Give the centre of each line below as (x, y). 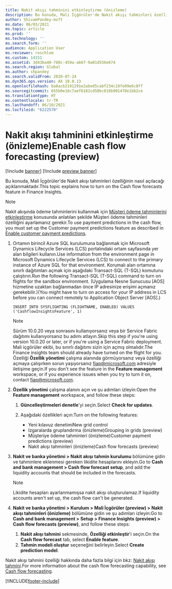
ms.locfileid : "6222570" (32, 110)
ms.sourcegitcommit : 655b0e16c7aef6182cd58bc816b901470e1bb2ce (74, 91)
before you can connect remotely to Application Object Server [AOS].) (87, 298)
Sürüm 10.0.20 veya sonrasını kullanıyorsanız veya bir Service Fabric (85, 331)
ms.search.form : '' (26, 43)
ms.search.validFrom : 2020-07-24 (41, 77)
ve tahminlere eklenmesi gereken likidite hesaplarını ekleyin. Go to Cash (88, 462)
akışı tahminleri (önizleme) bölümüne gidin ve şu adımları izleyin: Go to (88, 513)
